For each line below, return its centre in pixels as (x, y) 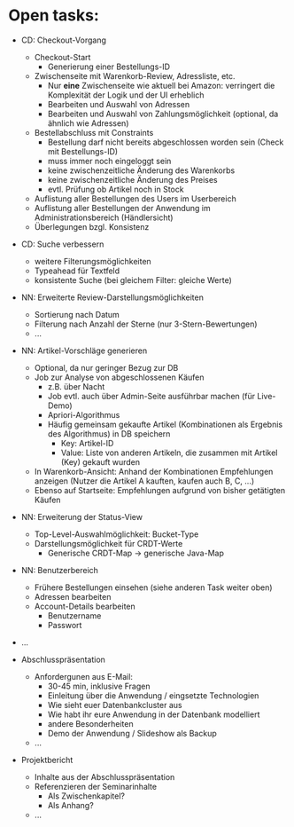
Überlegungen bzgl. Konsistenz (92, 226)
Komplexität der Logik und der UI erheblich (126, 95)
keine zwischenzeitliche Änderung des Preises (132, 179)
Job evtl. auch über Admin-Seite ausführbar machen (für (151, 396)
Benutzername (74, 615)
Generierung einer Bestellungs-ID (108, 67)
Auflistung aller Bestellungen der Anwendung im (122, 208)
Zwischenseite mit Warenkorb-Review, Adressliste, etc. (135, 75)
